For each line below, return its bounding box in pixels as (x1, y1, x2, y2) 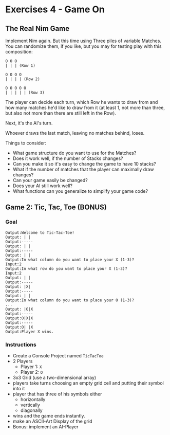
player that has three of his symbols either (12, 391, 102, 397)
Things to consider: (5, 140, 47, 146)
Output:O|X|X (5, 315, 33, 321)
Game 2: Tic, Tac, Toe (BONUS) (5, 203, 107, 212)
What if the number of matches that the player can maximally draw (12, 166, 154, 172)
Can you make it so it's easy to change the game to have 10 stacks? (12, 161, 157, 167)
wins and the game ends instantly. (12, 412, 86, 419)
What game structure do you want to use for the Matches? (12, 150, 137, 156)
